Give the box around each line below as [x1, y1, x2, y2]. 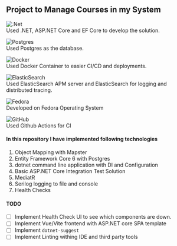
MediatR [14, 174, 35, 181]
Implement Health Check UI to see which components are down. [14, 213, 172, 221]
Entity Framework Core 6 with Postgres [14, 155, 110, 162]
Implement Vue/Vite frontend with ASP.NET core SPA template [14, 220, 167, 227]
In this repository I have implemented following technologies [6, 136, 158, 143]
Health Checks [14, 187, 51, 194]
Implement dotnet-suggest [14, 226, 80, 234]
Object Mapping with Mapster [14, 149, 87, 156]
